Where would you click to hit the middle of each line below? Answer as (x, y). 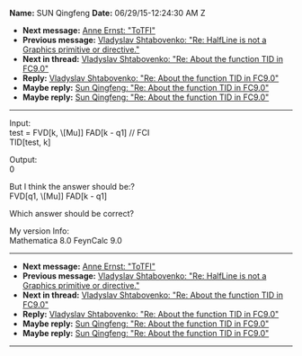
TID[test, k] (30, 142)
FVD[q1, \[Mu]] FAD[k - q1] (58, 196)
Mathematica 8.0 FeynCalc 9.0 (66, 240)
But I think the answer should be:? (72, 187)
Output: (23, 160)
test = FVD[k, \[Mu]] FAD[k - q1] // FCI (80, 133)
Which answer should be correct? (72, 214)
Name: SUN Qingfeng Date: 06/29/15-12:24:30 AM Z (107, 13)
